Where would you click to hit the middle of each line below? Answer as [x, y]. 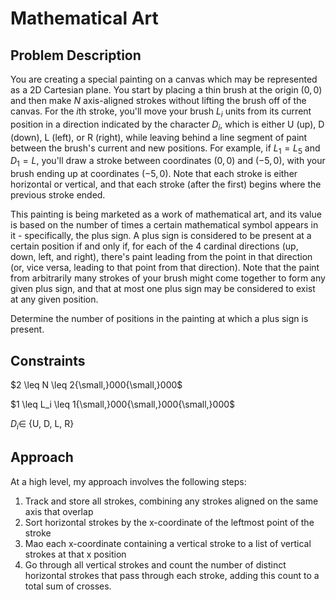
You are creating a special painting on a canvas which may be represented [164, 79]
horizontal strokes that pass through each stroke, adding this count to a [172, 575]
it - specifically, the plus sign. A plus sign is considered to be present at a [161, 236]
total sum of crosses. [68, 586]
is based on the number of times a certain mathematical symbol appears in [164, 225]
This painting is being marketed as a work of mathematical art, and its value [166, 214]
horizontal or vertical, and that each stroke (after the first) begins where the [166, 184]
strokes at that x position [75, 554]
